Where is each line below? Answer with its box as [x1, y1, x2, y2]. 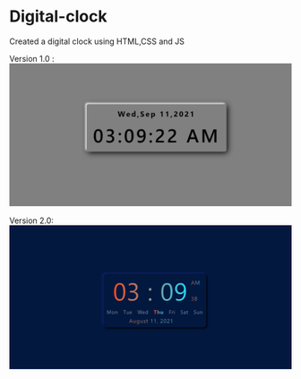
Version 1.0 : [9, 53, 55, 64]
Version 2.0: [9, 215, 54, 226]
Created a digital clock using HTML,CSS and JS [9, 36, 185, 47]
